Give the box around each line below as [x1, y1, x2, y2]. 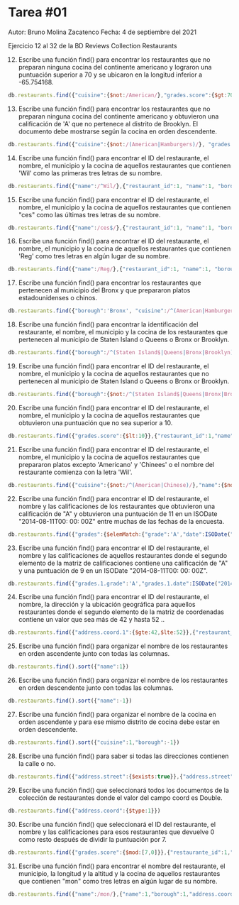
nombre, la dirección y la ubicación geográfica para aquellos [18, 600, 196, 609]
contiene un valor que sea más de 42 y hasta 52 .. [18, 615, 165, 624]
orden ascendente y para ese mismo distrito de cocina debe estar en [18, 718, 221, 726]
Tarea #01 [8, 4, 67, 21]
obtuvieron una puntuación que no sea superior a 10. [18, 418, 173, 427]
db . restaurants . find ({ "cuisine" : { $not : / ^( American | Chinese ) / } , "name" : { [8, 481, 225, 488]
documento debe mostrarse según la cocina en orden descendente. [18, 127, 218, 136]
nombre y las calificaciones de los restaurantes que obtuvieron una [18, 502, 216, 510]
